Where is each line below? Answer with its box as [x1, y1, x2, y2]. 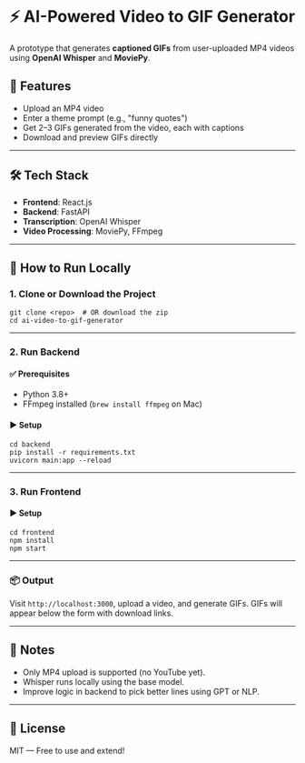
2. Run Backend [9, 346, 80, 358]
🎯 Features [9, 78, 72, 95]
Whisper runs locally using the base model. [22, 676, 184, 687]
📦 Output [9, 574, 54, 587]
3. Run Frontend [9, 485, 82, 497]
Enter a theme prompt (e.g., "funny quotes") [22, 112, 188, 123]
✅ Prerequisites [9, 368, 70, 379]
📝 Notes [9, 642, 55, 658]
